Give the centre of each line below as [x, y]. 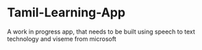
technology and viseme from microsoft [62, 38]
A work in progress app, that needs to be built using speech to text [101, 32]
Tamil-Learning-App [66, 13]
